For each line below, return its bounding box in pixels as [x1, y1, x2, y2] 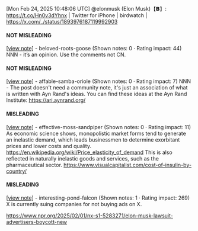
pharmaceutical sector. [6, 161, 62, 168]
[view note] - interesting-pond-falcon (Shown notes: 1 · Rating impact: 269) [6, 194, 190, 201]
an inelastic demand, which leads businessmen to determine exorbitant [6, 136, 180, 143]
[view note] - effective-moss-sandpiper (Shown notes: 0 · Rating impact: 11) [6, 123, 191, 130]
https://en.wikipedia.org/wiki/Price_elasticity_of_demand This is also [6, 149, 173, 156]
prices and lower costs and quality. [6, 142, 92, 149]
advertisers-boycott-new [6, 218, 68, 225]
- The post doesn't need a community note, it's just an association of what [6, 84, 188, 91]
